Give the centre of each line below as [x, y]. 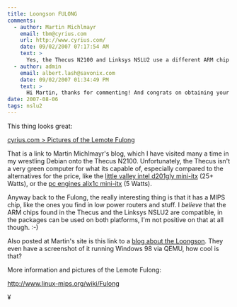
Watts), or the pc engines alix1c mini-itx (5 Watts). [80, 183]
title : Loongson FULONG [42, 14]
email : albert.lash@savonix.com [68, 73]
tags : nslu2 [25, 106]
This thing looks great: [40, 126]
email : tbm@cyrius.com [53, 34]
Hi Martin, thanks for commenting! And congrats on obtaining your [128, 93]
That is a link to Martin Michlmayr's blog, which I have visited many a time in [118, 153]
